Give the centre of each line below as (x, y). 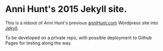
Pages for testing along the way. (38, 43)
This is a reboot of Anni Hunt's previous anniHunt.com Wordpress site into (82, 23)
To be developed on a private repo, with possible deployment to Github (78, 38)
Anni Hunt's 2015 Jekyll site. (66, 9)
